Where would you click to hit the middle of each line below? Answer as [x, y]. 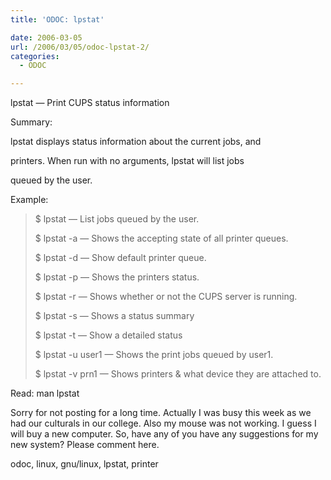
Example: [29, 200]
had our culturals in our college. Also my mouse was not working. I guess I [163, 423]
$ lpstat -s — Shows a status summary [114, 316]
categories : [35, 56]
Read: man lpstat [45, 393]
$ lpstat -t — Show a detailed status [108, 335]
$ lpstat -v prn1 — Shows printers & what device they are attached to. [178, 374]
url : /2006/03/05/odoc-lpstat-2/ [80, 47]
